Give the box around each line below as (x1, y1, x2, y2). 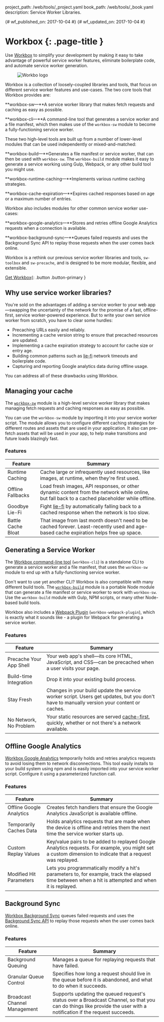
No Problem (7, 722, 35, 729)
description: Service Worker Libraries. (5, 9, 82, 15)
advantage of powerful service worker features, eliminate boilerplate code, (5, 57, 156, 63)
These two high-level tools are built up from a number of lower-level (5, 136, 143, 142)
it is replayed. (46, 883, 77, 890)
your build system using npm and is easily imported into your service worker (5, 765, 159, 771)
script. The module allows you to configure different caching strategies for (5, 420, 155, 426)
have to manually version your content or (46, 699, 141, 706)
